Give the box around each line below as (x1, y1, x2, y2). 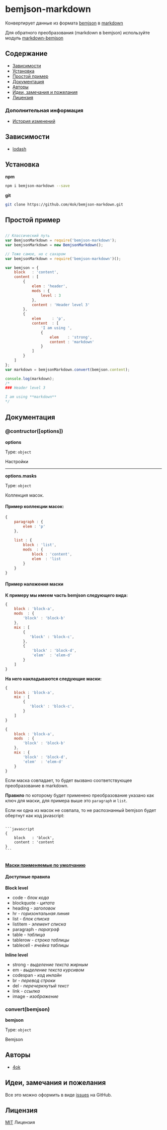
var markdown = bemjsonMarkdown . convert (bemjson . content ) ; (5, 367, 130, 372)
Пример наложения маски (5, 581, 64, 587)
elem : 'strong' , (49, 335, 92, 340)
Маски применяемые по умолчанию (5, 862, 86, 868)
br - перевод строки (12, 977, 56, 983)
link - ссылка (12, 988, 40, 994)
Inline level (5, 951, 28, 958)
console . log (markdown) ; (5, 376, 55, 381)
